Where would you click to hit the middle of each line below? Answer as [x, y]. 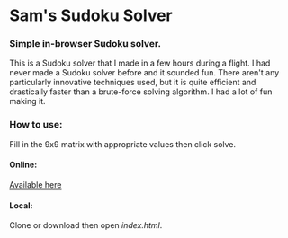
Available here [36, 184]
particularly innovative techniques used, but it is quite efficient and [133, 83]
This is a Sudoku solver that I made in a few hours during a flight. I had [140, 63]
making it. [27, 101]
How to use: [36, 125]
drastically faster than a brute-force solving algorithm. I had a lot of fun [141, 92]
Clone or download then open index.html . [86, 225]
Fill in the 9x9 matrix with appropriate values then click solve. [123, 144]
